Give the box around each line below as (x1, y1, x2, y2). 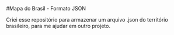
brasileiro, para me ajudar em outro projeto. (6, 23, 111, 29)
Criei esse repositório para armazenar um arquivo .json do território (6, 16, 168, 23)
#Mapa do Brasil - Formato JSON (6, 5, 86, 12)
